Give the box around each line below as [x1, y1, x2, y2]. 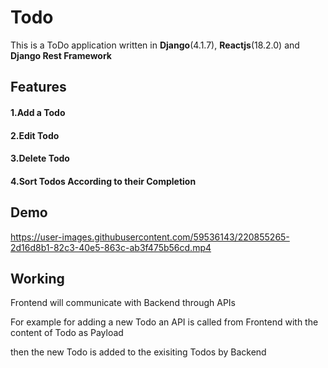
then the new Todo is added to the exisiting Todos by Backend [10, 346, 267, 358]
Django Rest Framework [10, 49, 112, 61]
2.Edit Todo [10, 129, 60, 141]
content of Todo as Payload [10, 327, 124, 339]
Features [10, 79, 67, 96]
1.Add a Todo [10, 106, 66, 118]
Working [10, 270, 65, 287]
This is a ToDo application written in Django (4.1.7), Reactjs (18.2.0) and [10, 39, 300, 51]
